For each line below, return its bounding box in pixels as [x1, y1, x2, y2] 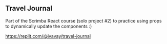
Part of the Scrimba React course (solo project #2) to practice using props [5, 17, 162, 24]
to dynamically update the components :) [5, 23, 92, 29]
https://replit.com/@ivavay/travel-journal [5, 33, 91, 39]
